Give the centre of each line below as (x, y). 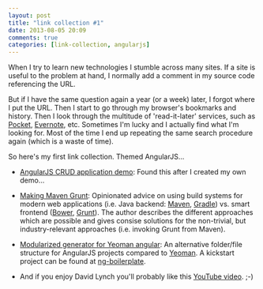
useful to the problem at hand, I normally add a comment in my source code (131, 76)
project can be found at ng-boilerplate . (83, 261)
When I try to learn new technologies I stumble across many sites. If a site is (132, 67)
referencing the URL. (42, 84)
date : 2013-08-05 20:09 (47, 30)
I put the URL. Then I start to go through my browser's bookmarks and (122, 108)
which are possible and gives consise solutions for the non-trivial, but (133, 221)
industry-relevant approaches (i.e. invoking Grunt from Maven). (122, 229)
